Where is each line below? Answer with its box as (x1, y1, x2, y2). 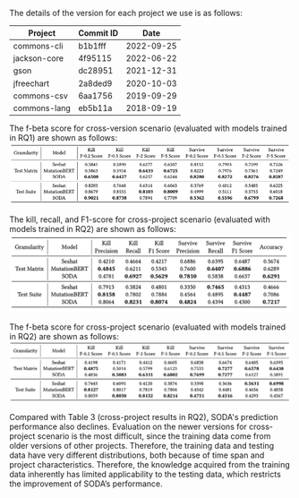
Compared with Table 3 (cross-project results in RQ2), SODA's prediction (9, 412, 278, 423)
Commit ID (78, 27, 119, 39)
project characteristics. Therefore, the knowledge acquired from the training (9, 459, 291, 470)
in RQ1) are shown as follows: (9, 132, 118, 142)
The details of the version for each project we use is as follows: (9, 8, 243, 18)
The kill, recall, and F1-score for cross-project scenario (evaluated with (9, 214, 270, 225)
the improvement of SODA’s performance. (9, 478, 163, 489)
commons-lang (13, 103, 72, 113)
